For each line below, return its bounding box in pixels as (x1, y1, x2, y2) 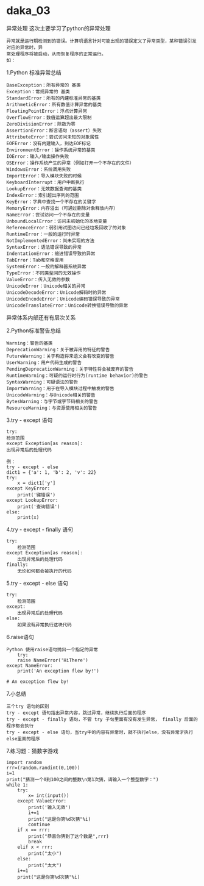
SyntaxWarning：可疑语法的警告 (6, 379, 79, 385)
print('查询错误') (17, 504, 60, 510)
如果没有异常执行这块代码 (17, 621, 72, 628)
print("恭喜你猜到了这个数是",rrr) (28, 833, 110, 839)
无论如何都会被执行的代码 (17, 568, 72, 574)
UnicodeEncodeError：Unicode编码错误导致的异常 (6, 296, 120, 302)
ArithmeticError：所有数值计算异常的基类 (6, 101, 102, 107)
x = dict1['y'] (17, 480, 56, 486)
